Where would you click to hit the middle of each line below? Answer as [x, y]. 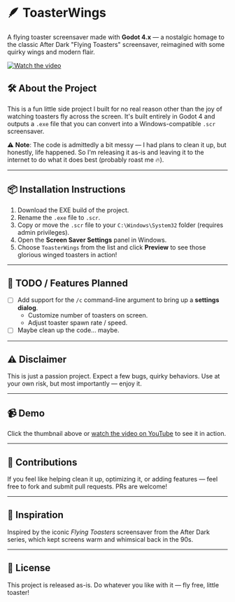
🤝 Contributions [42, 462]
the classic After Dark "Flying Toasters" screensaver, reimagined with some [116, 44]
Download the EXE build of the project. [73, 210]
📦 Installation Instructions [66, 190]
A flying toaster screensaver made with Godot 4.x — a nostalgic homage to [116, 37]
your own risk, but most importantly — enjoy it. [74, 384]
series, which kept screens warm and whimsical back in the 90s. [100, 539]
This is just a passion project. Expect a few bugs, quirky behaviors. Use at [114, 376]
